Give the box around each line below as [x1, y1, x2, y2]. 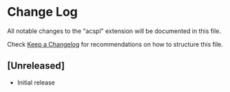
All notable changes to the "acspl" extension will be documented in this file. [7, 27, 222, 35]
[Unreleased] [7, 60, 65, 72]
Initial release [17, 78, 55, 87]
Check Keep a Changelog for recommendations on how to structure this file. [7, 40, 224, 48]
